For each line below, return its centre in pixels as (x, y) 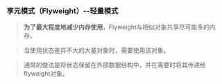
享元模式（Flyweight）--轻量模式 (62, 10)
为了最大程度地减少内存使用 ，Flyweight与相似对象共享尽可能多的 (116, 27)
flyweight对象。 (46, 74)
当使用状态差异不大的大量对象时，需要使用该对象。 (96, 50)
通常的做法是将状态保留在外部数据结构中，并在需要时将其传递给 (114, 65)
